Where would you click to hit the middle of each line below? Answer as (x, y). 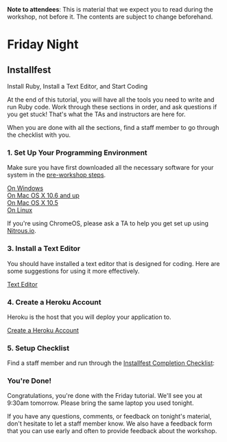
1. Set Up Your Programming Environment (77, 153)
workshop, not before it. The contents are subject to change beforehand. (110, 16)
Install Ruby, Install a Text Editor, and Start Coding (77, 86)
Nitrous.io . (22, 231)
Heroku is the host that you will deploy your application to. (89, 317)
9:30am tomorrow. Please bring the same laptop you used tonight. (100, 403)
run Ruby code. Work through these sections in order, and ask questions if (112, 107)
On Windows (25, 188)
